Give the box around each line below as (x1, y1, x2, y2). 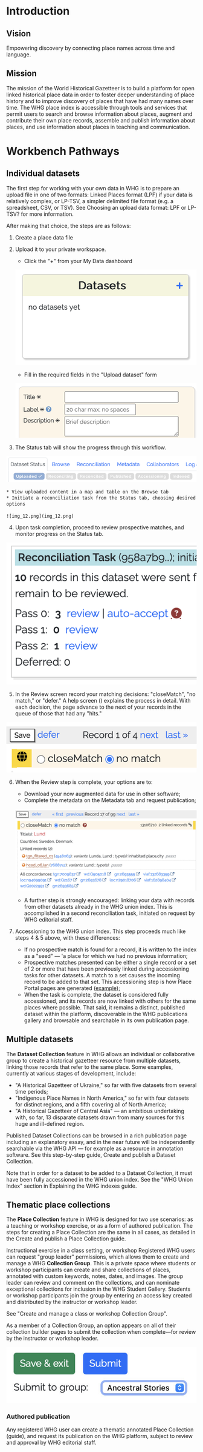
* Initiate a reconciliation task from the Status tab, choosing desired (6, 495, 196, 501)
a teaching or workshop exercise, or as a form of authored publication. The (6, 1222, 193, 1230)
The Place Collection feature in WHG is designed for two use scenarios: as (6, 1216, 193, 1223)
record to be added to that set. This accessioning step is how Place (24, 978, 192, 985)
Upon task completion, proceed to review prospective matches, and (14, 524, 184, 531)
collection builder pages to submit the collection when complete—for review (6, 1328, 196, 1336)
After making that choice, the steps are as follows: (6, 222, 131, 229)
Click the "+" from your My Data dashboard (24, 257, 133, 264)
